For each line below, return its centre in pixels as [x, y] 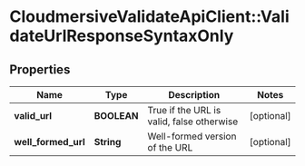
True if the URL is [184, 110]
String [108, 142]
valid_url [33, 116]
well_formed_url [50, 142]
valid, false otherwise [193, 122]
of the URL [170, 147]
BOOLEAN [116, 116]
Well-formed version [192, 136]
